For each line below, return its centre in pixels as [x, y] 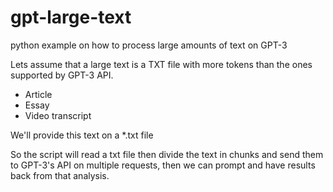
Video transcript [58, 115]
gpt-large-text [71, 17]
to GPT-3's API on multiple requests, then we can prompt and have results [163, 165]
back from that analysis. [60, 175]
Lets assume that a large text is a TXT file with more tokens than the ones [161, 64]
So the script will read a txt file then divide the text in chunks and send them [167, 154]
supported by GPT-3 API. [62, 75]
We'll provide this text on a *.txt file [82, 135]
